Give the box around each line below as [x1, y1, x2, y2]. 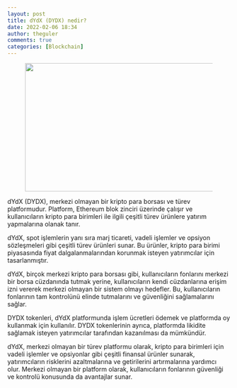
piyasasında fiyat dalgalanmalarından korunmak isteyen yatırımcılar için [7, 249, 214, 257]
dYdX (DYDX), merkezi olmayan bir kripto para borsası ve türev [7, 198, 191, 205]
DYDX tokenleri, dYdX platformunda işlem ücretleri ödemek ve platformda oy [7, 314, 231, 322]
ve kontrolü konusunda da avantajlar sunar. [7, 372, 133, 381]
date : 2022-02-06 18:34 [7, 23, 78, 30]
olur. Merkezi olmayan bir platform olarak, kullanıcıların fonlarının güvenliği [7, 365, 224, 373]
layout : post [7, 10, 46, 18]
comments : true [7, 37, 52, 44]
